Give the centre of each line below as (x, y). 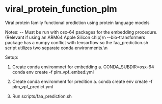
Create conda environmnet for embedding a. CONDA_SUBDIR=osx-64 (83, 67)
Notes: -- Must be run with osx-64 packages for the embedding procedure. (81, 32)
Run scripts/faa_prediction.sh (42, 96)
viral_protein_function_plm (61, 9)
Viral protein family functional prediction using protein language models (77, 23)
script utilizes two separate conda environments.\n (56, 48)
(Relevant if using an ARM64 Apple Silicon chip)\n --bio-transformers (75, 37)
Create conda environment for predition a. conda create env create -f (82, 81)
